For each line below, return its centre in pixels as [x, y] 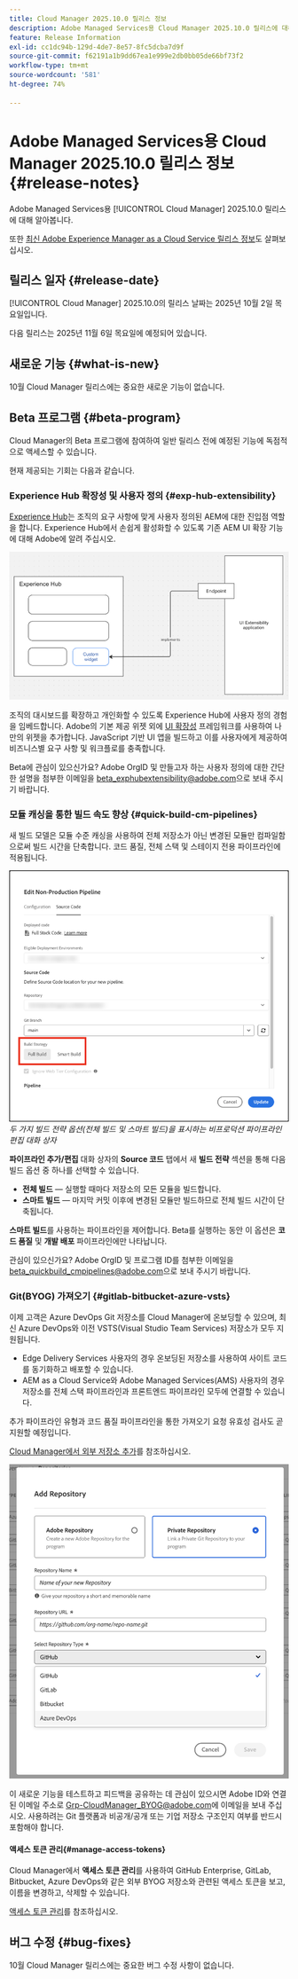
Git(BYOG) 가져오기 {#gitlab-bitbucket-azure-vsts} [120, 1296]
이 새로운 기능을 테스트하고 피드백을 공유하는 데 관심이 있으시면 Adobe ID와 [140, 1794]
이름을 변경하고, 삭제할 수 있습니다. [70, 1893]
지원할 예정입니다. [40, 1432]
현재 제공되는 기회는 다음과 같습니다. [72, 471]
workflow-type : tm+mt [49, 66]
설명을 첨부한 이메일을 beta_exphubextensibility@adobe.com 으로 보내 [143, 778]
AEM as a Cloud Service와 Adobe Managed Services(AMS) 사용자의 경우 [153, 1380]
